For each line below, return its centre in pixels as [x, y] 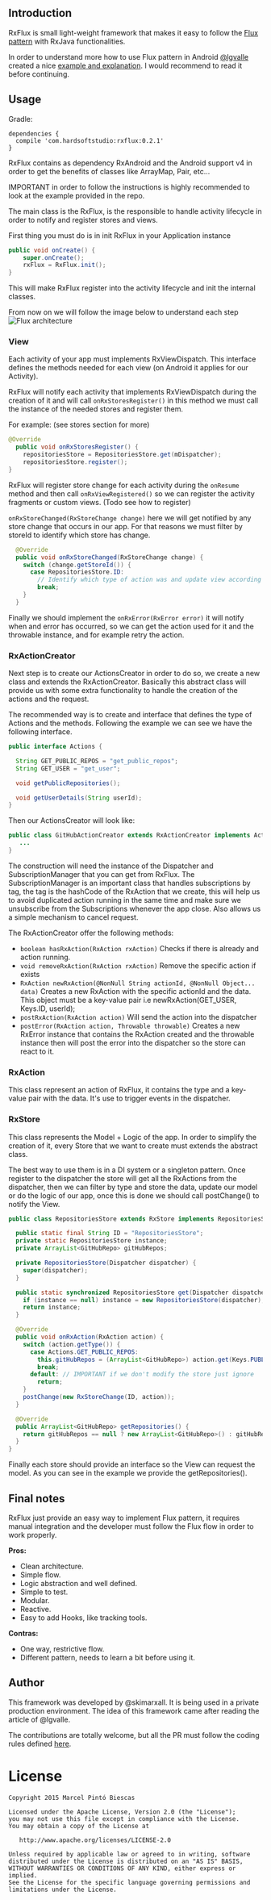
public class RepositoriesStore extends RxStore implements [112, 1219]
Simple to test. [44, 1592]
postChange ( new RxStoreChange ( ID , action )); [99, 1397]
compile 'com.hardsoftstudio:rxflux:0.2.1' [90, 140]
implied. [23, 1875]
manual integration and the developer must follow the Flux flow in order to [131, 1526]
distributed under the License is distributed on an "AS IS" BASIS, [126, 1861]
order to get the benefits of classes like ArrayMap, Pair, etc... [109, 171]
